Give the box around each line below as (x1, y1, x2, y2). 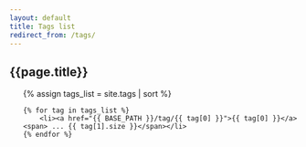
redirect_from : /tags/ (9, 30, 96, 39)
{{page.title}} (9, 64, 89, 79)
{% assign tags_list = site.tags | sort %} (22, 89, 172, 100)
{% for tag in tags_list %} (22, 106, 130, 115)
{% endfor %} (22, 130, 73, 140)
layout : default (9, 13, 71, 23)
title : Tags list (9, 22, 76, 31)
